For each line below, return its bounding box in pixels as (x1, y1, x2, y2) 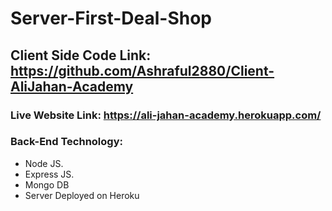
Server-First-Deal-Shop (10, 7, 212, 30)
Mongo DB (24, 178, 70, 191)
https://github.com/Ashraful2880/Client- (10, 62, 275, 79)
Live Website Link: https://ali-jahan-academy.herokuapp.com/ (10, 108, 322, 122)
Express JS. (24, 168, 75, 180)
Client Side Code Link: (10, 47, 152, 64)
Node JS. (24, 157, 64, 169)
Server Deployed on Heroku (24, 189, 140, 201)
